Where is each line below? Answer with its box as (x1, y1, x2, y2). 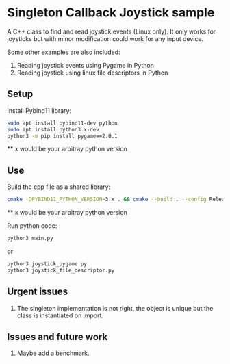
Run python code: (7, 222, 57, 230)
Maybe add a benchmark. (16, 349, 90, 357)
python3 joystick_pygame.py (7, 260, 88, 268)
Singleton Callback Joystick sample (7, 5, 215, 21)
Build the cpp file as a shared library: (7, 183, 111, 191)
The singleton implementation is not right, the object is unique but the (16, 304, 214, 312)
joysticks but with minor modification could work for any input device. (7, 34, 204, 42)
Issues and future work (7, 330, 108, 343)
